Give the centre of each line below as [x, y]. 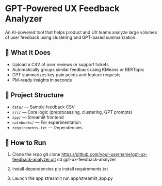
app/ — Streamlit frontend [38, 117]
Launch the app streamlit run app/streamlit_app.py [62, 178]
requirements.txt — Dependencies [47, 127]
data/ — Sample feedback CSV [43, 107]
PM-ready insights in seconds [42, 80]
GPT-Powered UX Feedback [62, 8]
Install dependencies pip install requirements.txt [60, 169]
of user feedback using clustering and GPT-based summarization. [71, 37]
